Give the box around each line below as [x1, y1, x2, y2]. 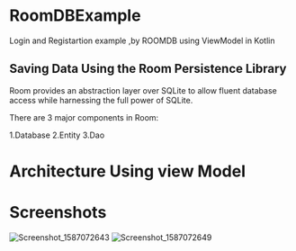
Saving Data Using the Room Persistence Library [9, 61, 287, 76]
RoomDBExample [9, 5, 141, 26]
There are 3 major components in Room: [9, 112, 159, 122]
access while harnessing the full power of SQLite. [9, 94, 193, 105]
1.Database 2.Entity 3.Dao [9, 130, 105, 140]
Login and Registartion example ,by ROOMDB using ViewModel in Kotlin [9, 35, 275, 46]
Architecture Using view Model [9, 161, 246, 181]
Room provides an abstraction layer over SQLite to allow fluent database [9, 85, 277, 95]
